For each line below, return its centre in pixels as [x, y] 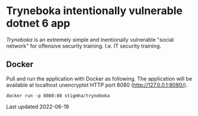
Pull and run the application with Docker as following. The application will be [99, 78]
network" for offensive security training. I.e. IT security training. [84, 46]
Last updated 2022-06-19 [38, 107]
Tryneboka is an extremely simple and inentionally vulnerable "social [90, 39]
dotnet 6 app [38, 23]
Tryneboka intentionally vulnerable [94, 11]
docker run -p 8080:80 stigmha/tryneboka [58, 95]
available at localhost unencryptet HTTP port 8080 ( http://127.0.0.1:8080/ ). [97, 85]
